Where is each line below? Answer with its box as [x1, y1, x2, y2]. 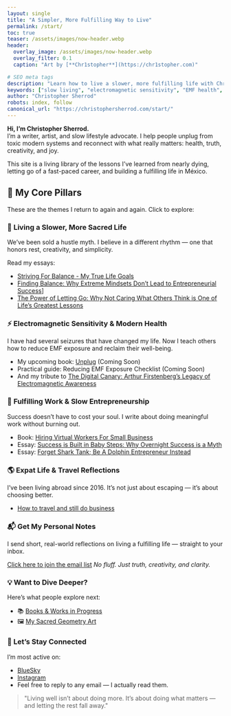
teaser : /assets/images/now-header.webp [7, 36, 125, 43]
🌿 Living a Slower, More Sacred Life [7, 222, 127, 232]
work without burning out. [7, 420, 80, 428]
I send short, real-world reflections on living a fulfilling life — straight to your [7, 540, 223, 548]
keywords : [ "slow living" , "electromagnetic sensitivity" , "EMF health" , [7, 87, 223, 94]
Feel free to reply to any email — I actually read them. [16, 680, 168, 688]
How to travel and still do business [16, 503, 115, 512]
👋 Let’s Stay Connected [7, 637, 87, 647]
